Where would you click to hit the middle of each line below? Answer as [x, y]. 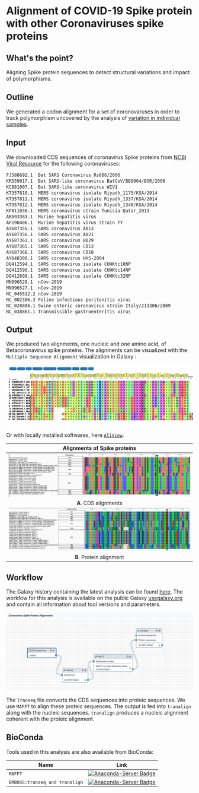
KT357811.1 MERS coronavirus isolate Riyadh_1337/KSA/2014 [82, 199]
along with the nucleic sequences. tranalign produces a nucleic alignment [97, 712]
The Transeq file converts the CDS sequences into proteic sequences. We [96, 700]
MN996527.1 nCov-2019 [34, 288]
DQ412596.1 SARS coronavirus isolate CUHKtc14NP [69, 270]
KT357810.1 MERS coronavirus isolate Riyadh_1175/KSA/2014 [82, 193]
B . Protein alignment [99, 557]
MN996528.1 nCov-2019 [34, 282]
